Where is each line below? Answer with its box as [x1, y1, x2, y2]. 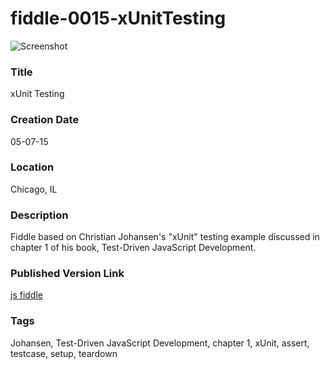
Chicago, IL [10, 183, 58, 195]
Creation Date [10, 113, 80, 127]
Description [10, 208, 69, 222]
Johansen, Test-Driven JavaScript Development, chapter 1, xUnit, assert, [10, 337, 310, 349]
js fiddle [10, 289, 43, 301]
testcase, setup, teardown [10, 347, 118, 359]
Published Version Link [10, 267, 125, 281]
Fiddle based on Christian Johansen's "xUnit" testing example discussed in [10, 231, 320, 243]
